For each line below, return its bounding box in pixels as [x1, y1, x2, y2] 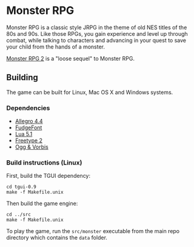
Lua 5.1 [15, 130, 33, 138]
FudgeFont [15, 124, 42, 131]
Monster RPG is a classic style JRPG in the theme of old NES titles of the [6, 24, 187, 31]
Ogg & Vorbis [15, 143, 48, 151]
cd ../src [6, 212, 32, 218]
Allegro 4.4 [15, 118, 44, 125]
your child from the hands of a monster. [6, 43, 105, 50]
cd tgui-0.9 [6, 184, 36, 190]
